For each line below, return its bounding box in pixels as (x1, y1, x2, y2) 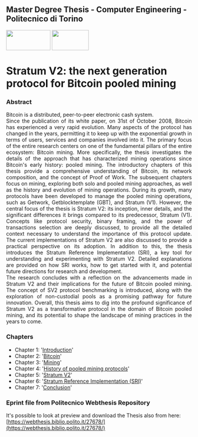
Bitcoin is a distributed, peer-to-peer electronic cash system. (6, 111, 154, 119)
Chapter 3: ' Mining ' (14, 359, 62, 366)
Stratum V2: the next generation (6, 64, 167, 77)
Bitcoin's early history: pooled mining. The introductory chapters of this (6, 162, 192, 169)
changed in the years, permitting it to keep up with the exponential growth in (6, 130, 192, 137)
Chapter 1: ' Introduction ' (14, 346, 74, 353)
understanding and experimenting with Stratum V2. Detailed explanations (6, 255, 192, 262)
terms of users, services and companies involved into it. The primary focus (6, 136, 192, 143)
